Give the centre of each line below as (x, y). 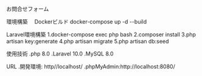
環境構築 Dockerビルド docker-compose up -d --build (77, 22)
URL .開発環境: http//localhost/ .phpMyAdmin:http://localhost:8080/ (91, 66)
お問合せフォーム (28, 9)
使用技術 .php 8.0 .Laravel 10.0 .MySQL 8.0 (60, 54)
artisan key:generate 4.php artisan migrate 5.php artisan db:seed (88, 41)
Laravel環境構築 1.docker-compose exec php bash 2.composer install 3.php (101, 34)
